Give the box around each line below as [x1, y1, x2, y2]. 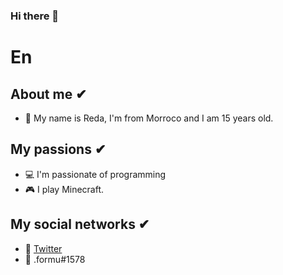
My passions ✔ [10, 141, 107, 158]
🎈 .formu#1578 [24, 253, 86, 265]
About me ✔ [10, 85, 87, 103]
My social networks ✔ [10, 216, 150, 233]
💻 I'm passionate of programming [24, 168, 167, 180]
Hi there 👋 [10, 9, 60, 23]
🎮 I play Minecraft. [24, 183, 105, 195]
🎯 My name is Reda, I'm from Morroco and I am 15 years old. [24, 112, 274, 124]
